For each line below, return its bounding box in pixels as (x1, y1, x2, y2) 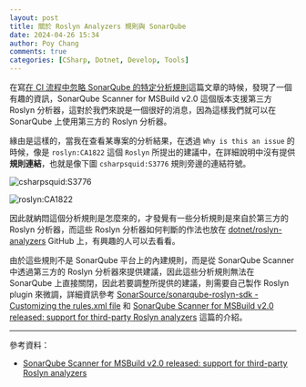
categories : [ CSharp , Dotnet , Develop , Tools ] (9, 56, 189, 65)
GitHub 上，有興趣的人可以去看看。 (47, 236, 180, 246)
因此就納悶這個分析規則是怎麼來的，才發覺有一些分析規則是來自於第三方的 (9, 213, 289, 223)
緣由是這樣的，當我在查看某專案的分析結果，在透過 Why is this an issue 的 (9, 136, 296, 146)
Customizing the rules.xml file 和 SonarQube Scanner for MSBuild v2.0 (9, 300, 275, 311)
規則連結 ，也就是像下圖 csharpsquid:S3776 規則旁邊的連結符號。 (9, 158, 251, 168)
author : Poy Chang (9, 38, 79, 48)
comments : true (9, 47, 67, 56)
